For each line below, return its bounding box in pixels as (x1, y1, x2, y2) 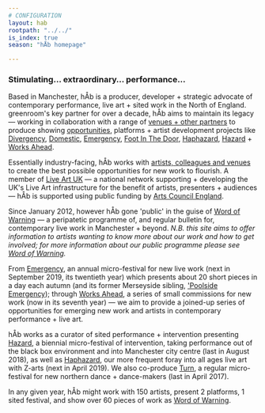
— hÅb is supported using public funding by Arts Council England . (8, 191, 224, 201)
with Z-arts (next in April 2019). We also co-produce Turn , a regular (8, 363, 228, 373)
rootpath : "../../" (8, 26, 73, 34)
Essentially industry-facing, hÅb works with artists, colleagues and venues (8, 157, 251, 167)
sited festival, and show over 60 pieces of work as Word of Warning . (8, 396, 232, 405)
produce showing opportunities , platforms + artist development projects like (8, 126, 256, 135)
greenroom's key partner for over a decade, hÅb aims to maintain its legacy (8, 108, 255, 119)
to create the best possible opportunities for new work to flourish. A (8, 166, 229, 176)
